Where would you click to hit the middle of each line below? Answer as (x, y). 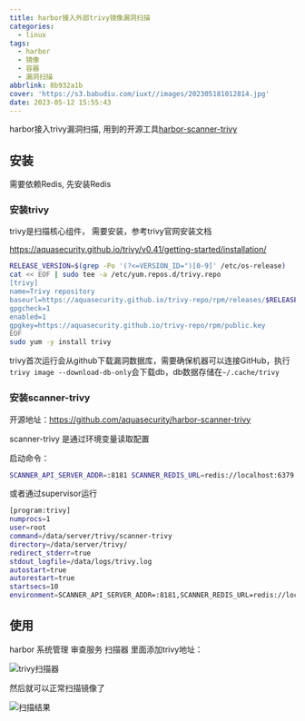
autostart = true (38, 570)
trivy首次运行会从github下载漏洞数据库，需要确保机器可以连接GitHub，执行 (150, 360)
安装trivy (30, 210)
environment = (34, 596)
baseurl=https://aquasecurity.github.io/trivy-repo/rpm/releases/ (138, 300)
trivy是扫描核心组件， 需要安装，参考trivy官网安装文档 (111, 232)
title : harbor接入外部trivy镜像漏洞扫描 (80, 18)
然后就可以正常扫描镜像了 (57, 687)
